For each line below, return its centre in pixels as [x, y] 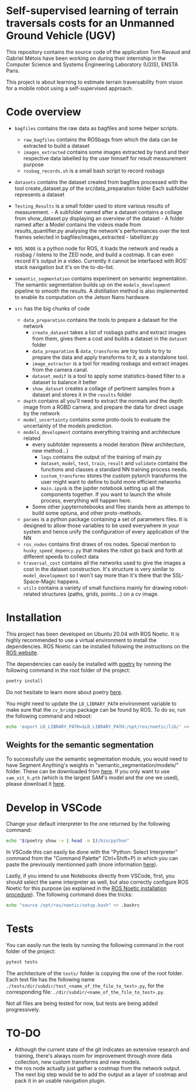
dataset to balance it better [65, 382]
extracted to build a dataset [56, 145]
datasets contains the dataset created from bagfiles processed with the [101, 182]
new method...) [50, 450]
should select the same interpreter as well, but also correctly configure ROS [97, 882]
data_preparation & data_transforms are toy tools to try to [102, 351]
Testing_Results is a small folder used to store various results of [92, 206]
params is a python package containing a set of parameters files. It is [106, 519]
